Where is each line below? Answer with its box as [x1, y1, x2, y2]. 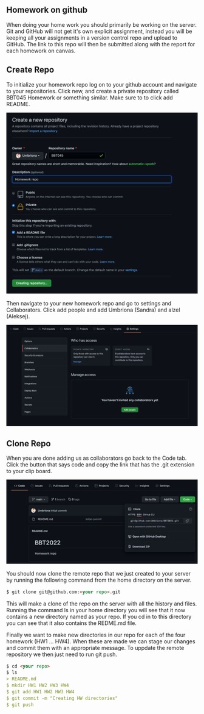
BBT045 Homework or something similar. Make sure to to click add [6, 94, 173, 101]
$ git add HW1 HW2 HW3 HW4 [6, 689, 75, 695]
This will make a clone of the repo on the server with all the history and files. [6, 600, 197, 607]
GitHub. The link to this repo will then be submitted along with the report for [6, 40, 195, 48]
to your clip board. [6, 468, 53, 475]
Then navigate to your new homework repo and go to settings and [6, 299, 172, 307]
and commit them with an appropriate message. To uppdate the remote [6, 644, 185, 651]
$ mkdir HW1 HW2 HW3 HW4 [6, 682, 69, 688]
